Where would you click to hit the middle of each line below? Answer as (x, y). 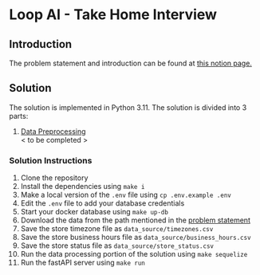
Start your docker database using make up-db (94, 212)
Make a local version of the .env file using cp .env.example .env (126, 195)
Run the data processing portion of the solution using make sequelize (134, 254)
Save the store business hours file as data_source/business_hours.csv (136, 238)
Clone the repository (54, 178)
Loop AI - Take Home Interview (113, 15)
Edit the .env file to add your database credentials (102, 203)
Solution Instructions (51, 160)
